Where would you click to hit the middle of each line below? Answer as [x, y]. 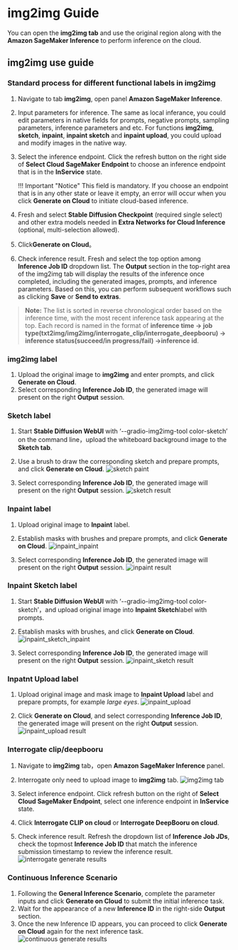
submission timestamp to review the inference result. [95, 852]
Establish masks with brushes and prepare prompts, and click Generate [123, 538]
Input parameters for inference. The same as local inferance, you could [121, 113]
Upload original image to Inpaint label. [74, 525]
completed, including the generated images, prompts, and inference [117, 281]
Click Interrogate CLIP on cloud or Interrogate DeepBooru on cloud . [118, 823]
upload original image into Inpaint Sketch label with [132, 609]
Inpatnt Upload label [43, 678]
